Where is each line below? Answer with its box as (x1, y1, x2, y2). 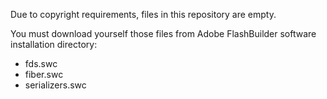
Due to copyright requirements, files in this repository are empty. (10, 9, 277, 20)
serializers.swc (24, 79, 87, 91)
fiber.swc (24, 69, 64, 80)
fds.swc (24, 58, 58, 69)
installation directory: (10, 39, 98, 50)
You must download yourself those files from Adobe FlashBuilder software (10, 28, 317, 39)
